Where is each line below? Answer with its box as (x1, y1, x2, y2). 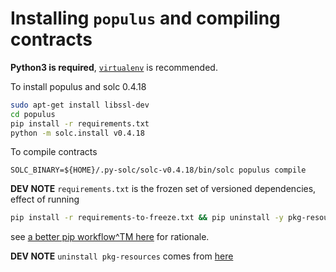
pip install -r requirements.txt (10, 118, 150, 129)
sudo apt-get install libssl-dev (10, 100, 150, 110)
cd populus (10, 109, 56, 119)
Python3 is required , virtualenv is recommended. (10, 61, 218, 73)
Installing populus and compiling (10, 7, 281, 30)
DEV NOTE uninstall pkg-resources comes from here (10, 250, 234, 262)
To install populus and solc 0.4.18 (10, 80, 147, 92)
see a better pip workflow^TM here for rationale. (10, 231, 210, 243)
